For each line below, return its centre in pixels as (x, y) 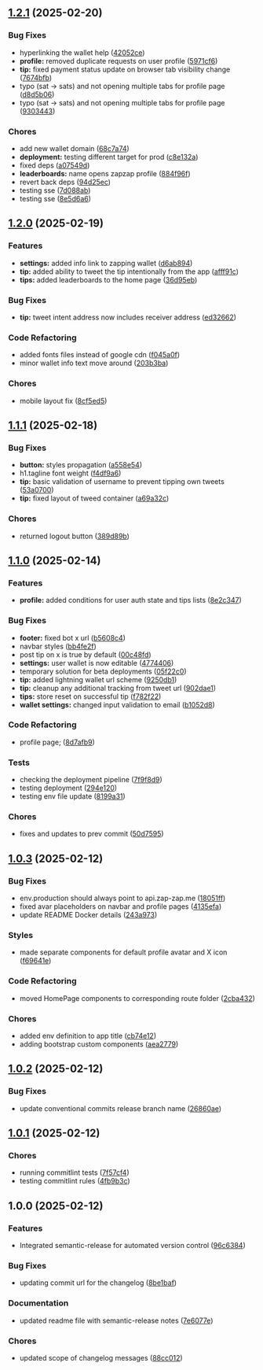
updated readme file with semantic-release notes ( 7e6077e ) (116, 1320)
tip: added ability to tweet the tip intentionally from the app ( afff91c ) (129, 271)
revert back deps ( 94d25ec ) (65, 182)
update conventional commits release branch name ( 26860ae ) (121, 1108)
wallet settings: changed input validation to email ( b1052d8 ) (117, 704)
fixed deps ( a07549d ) (55, 165)
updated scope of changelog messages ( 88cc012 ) (101, 1357)
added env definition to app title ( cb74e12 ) (88, 1036)
